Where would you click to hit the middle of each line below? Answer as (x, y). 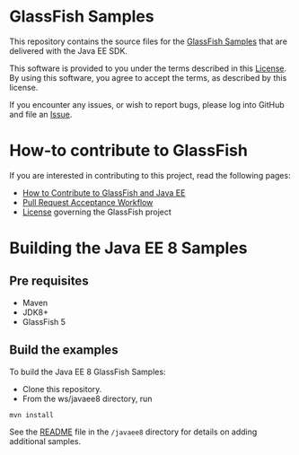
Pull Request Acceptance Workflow (88, 202)
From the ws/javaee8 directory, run (87, 398)
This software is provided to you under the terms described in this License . (148, 68)
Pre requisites (49, 281)
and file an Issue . (41, 114)
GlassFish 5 (44, 321)
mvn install (31, 415)
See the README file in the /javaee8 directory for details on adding (133, 432)
